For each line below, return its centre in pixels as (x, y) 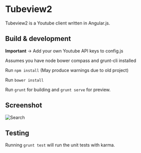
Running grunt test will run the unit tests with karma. (60, 145)
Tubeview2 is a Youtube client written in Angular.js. (58, 23)
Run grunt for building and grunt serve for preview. (58, 89)
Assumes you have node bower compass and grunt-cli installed (71, 60)
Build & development (38, 39)
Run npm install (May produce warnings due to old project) (67, 70)
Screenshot (24, 105)
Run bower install (24, 80)
